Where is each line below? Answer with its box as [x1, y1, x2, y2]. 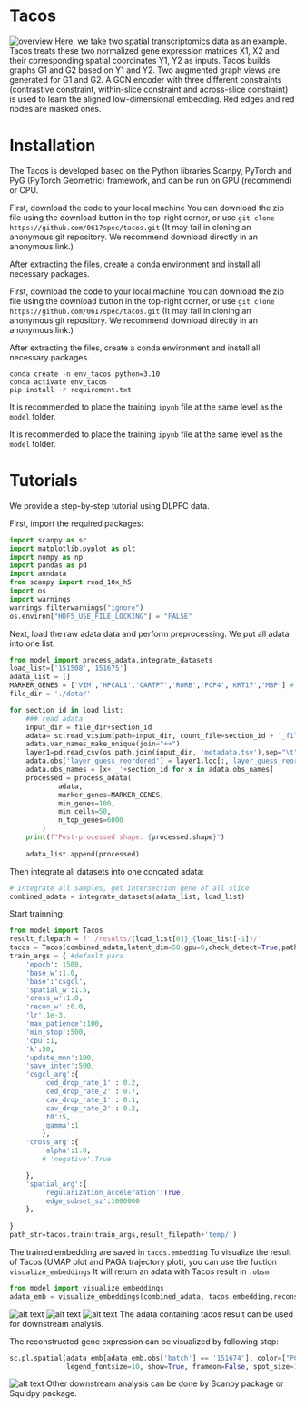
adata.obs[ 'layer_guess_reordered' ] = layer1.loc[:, [25, 756, 230, 765]
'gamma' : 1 [42, 1120, 79, 1129]
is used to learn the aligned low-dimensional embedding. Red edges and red [9, 93, 295, 105]
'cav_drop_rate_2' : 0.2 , [42, 1103, 141, 1113]
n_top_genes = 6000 [57, 815, 124, 825]
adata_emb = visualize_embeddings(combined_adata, [9, 1292, 205, 1302]
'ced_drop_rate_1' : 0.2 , [42, 1079, 141, 1088]
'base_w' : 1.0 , [25, 968, 79, 977]
